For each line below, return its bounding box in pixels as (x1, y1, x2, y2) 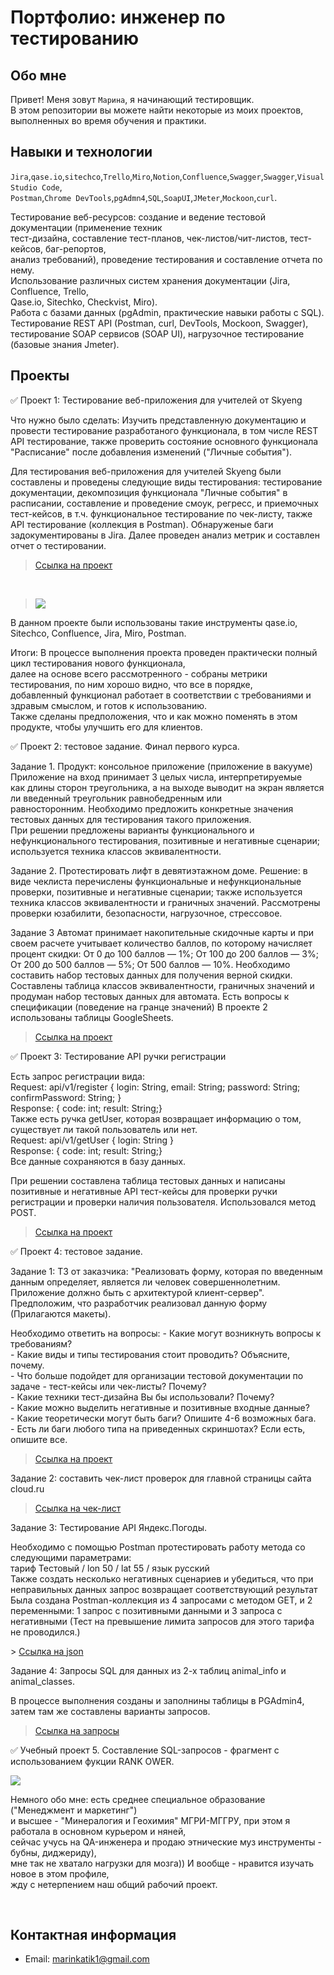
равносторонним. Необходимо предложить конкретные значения (10, 802, 294, 815)
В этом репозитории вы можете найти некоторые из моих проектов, (10, 104, 304, 116)
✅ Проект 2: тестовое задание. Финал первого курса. (10, 740, 240, 752)
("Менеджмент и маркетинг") (10, 1804, 138, 1816)
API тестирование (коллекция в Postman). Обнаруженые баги (10, 518, 274, 530)
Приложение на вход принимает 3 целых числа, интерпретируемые (10, 771, 303, 783)
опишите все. (10, 1433, 68, 1445)
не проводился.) (10, 1626, 81, 1638)
